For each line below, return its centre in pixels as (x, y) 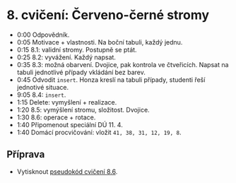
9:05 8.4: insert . (41, 95)
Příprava (26, 154)
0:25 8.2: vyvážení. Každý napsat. (66, 57)
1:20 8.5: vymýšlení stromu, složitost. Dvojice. (83, 110)
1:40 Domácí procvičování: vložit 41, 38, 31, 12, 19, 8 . (99, 132)
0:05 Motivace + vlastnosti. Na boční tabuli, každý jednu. (100, 42)
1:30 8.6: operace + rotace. (56, 117)
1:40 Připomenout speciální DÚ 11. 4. (70, 124)
